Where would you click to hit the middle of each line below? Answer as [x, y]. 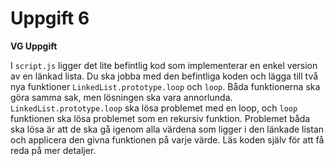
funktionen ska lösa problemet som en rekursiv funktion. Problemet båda [160, 118]
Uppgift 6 [50, 18]
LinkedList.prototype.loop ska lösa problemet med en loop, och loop [154, 108]
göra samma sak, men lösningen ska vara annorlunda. [121, 97]
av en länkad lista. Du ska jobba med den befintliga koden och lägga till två [164, 76]
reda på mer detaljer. [53, 150]
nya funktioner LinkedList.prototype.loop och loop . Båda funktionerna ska [165, 86]
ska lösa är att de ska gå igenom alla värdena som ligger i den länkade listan [167, 129]
